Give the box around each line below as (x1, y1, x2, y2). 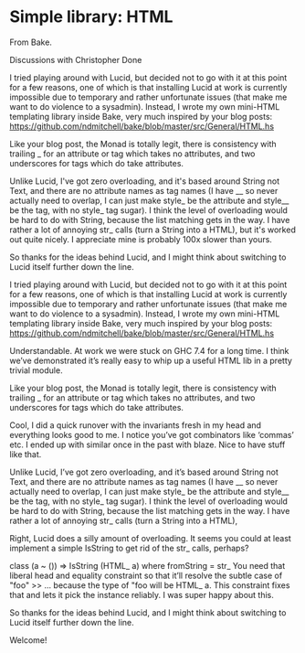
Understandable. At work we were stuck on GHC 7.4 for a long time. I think (9, 345, 289, 356)
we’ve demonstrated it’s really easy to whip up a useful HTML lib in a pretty (9, 355, 292, 366)
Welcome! (9, 634, 47, 646)
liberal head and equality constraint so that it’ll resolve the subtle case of (9, 570, 283, 581)
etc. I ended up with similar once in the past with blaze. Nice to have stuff (9, 439, 286, 450)
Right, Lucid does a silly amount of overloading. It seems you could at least (9, 532, 292, 543)
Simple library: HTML (9, 6, 174, 27)
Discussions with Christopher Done (9, 54, 142, 65)
